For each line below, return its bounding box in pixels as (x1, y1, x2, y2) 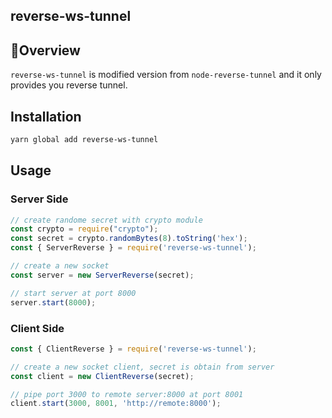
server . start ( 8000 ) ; (10, 297, 97, 308)
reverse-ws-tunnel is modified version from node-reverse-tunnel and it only (10, 69, 322, 81)
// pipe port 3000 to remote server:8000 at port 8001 (10, 389, 244, 399)
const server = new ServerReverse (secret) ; (10, 270, 195, 280)
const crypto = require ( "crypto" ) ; (10, 224, 159, 234)
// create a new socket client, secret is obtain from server (10, 362, 275, 372)
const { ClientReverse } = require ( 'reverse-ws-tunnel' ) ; (10, 344, 257, 354)
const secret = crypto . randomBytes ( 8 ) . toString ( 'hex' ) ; (10, 234, 248, 244)
